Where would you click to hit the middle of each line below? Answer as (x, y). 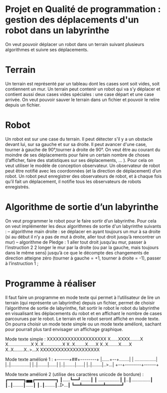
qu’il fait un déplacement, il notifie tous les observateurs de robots (73, 181)
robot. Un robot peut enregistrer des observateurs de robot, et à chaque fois (83, 176)
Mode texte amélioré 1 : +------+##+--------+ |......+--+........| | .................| (82, 359)
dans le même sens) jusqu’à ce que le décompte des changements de (77, 252)
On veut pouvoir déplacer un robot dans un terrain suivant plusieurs (75, 44)
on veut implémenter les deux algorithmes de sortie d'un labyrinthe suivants (83, 226)
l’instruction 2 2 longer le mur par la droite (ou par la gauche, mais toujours (82, 247)
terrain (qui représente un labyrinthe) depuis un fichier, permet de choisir (80, 302)
